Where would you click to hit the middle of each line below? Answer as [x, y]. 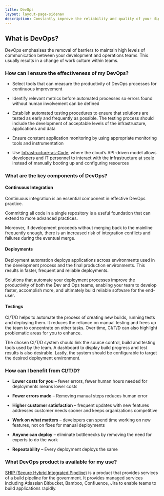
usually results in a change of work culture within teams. [62, 61]
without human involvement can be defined [56, 103]
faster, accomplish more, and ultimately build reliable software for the [75, 290]
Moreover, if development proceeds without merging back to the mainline [79, 227]
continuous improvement [37, 89]
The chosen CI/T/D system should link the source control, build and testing [80, 343]
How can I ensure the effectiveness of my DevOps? [67, 73]
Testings [14, 307]
